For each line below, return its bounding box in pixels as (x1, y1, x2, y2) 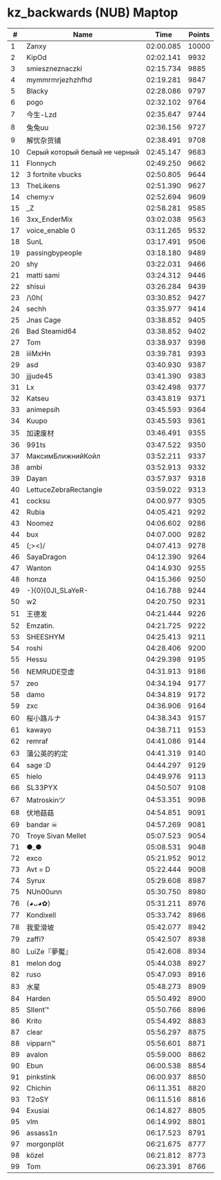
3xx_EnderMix (26, 214, 73, 224)
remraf (26, 736, 48, 745)
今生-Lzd (26, 110, 57, 119)
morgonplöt (26, 1139, 64, 1148)
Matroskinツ (26, 795, 66, 805)
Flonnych (26, 158, 56, 168)
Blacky (26, 86, 48, 96)
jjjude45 (26, 371, 53, 380)
